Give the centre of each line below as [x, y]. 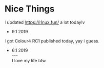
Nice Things [30, 9]
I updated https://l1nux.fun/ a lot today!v [45, 22]
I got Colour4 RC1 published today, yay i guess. [52, 41]
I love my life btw [29, 60]
